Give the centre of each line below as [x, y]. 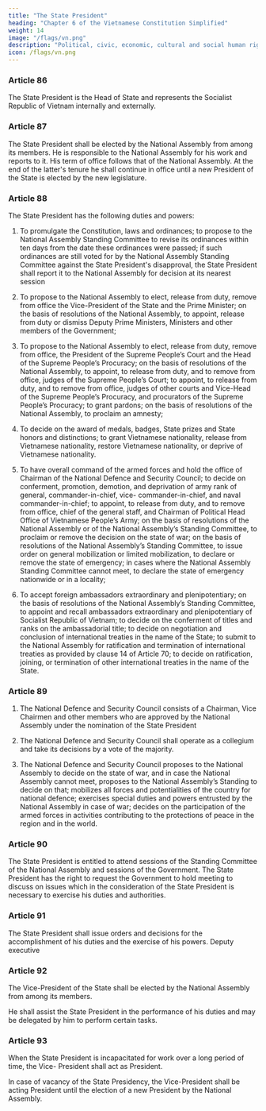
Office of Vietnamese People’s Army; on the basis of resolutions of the [134, 520]
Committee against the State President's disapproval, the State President [138, 264]
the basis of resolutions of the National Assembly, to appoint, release [132, 314]
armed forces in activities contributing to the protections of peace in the [137, 816]
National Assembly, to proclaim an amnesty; [91, 413]
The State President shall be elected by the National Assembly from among [131, 144]
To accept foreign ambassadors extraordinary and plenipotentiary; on [133, 594]
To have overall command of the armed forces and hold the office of [131, 469]
